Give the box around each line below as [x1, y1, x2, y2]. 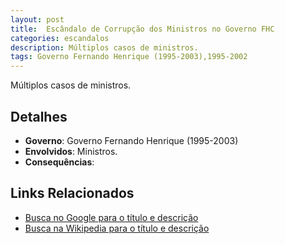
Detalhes [10, 108, 68, 125]
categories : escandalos [10, 33, 110, 43]
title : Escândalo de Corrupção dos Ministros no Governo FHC [10, 24, 275, 34]
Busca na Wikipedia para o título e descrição [24, 222, 210, 234]
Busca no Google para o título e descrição [24, 211, 199, 223]
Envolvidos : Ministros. [24, 145, 118, 157]
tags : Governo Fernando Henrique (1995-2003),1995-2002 [10, 52, 248, 62]
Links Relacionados [10, 185, 135, 202]
